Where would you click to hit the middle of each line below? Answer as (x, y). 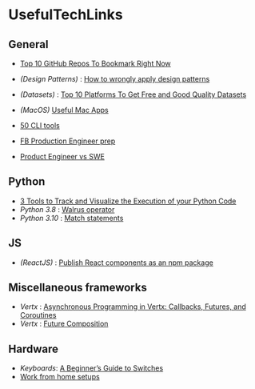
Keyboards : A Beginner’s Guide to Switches (92, 368)
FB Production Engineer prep (68, 141)
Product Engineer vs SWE (62, 156)
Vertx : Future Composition (64, 324)
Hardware (33, 349)
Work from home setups (60, 377)
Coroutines (38, 315)
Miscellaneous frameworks (78, 288)
